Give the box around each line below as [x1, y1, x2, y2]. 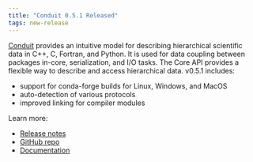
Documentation [19, 145, 70, 155]
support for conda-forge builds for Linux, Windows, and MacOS [19, 81, 228, 91]
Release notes [19, 128, 66, 138]
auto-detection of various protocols [19, 89, 136, 99]
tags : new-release [8, 19, 69, 27]
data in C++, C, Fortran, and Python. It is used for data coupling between [8, 49, 246, 58]
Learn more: [8, 113, 48, 122]
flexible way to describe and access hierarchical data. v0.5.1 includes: [8, 66, 236, 75]
